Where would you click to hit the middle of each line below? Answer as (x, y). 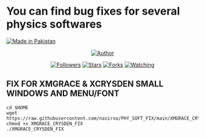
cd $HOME (17, 107)
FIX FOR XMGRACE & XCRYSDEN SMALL (85, 84)
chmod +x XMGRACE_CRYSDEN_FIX (45, 123)
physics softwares (54, 24)
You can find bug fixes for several (93, 11)
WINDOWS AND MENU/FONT (63, 94)
